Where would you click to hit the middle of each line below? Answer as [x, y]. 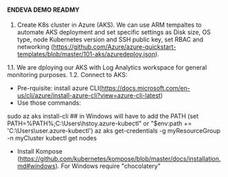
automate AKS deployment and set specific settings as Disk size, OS [114, 32]
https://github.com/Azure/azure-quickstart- [115, 47]
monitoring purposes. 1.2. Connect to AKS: [67, 75]
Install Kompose [40, 152]
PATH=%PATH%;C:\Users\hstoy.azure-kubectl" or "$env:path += [100, 123]
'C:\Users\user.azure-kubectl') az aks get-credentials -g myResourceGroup [114, 131]
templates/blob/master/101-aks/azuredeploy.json [86, 54]
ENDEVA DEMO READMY [44, 10]
